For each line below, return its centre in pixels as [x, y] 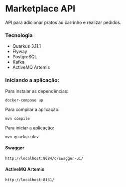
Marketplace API [40, 9]
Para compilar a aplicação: [32, 109]
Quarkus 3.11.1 [27, 46]
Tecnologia [19, 35]
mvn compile [17, 118]
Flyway [20, 51]
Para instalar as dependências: [37, 91]
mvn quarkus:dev [22, 137]
